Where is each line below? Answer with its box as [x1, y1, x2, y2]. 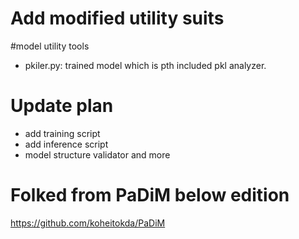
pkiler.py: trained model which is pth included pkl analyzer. [24, 59, 267, 71]
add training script [24, 127, 101, 139]
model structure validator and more [24, 148, 171, 161]
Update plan [10, 95, 114, 117]
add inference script [24, 138, 109, 150]
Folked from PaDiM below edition [10, 184, 290, 207]
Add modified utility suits [10, 7, 225, 30]
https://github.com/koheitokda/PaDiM [10, 217, 166, 229]
